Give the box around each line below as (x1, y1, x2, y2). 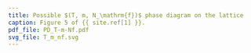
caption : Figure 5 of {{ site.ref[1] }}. (8, 19, 146, 26)
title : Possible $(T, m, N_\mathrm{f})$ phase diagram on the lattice (8, 11, 244, 19)
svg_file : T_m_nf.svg (8, 33, 79, 41)
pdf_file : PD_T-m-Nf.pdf (8, 26, 89, 34)
